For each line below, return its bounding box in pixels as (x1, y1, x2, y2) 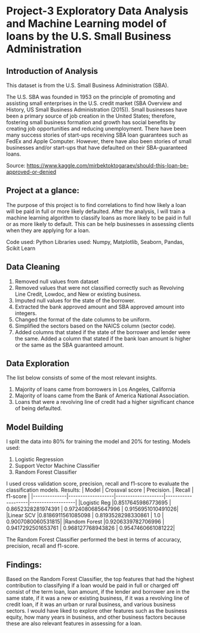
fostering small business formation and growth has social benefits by (6, 119, 176, 126)
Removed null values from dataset (14, 277, 99, 285)
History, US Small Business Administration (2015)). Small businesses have (6, 106, 188, 113)
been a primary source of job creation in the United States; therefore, (6, 112, 176, 119)
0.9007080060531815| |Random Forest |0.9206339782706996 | (6, 518, 165, 526)
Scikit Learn (6, 245, 36, 252)
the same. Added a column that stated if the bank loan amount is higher (14, 335, 191, 342)
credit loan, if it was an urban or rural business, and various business (6, 601, 176, 608)
